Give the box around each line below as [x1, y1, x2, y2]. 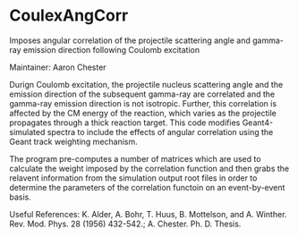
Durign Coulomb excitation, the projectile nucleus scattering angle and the [9, 79, 284, 89]
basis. [9, 191, 31, 202]
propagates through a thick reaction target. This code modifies [9, 117, 241, 128]
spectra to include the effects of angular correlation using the [47, 126, 274, 137]
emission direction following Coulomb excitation [22, 44, 200, 55]
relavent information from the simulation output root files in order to [9, 172, 258, 183]
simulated [9, 126, 46, 137]
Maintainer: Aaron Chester [9, 62, 106, 72]
